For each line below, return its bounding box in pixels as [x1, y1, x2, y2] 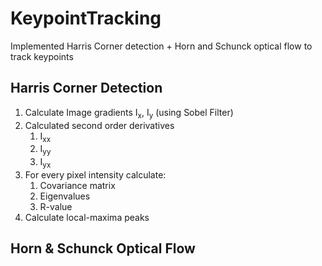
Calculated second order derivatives [24, 119, 175, 131]
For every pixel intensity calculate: [24, 168, 167, 181]
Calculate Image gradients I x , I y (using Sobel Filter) [24, 106, 234, 121]
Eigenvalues [39, 190, 91, 202]
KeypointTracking [10, 7, 162, 30]
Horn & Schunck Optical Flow [10, 240, 196, 257]
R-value [39, 200, 73, 212]
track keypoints [10, 50, 74, 62]
